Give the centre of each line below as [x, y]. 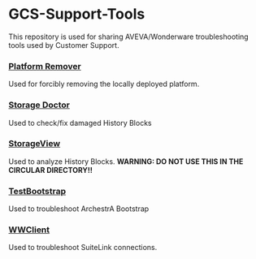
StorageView [35, 144]
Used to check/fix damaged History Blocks [80, 123]
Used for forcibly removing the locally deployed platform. [104, 84]
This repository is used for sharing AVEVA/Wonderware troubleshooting [129, 37]
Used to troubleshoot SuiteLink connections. [83, 248]
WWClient [29, 230]
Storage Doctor [39, 105]
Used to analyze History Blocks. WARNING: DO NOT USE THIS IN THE [126, 161]
